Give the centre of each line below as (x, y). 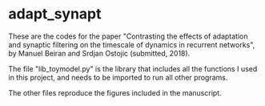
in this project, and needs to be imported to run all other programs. (118, 77)
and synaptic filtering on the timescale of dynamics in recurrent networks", (132, 44)
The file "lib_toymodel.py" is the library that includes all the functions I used (133, 68)
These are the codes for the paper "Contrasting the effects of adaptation (128, 36)
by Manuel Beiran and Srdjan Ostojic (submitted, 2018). (99, 53)
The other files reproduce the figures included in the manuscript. (115, 92)
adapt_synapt (55, 14)
